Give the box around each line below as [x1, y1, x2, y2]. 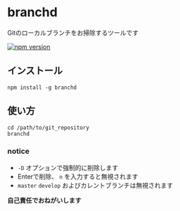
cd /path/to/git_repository [7, 124, 90, 131]
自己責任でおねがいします [7, 195, 82, 205]
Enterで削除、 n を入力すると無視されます [17, 172, 139, 181]
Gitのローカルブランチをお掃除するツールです [7, 28, 139, 37]
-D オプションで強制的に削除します [17, 163, 119, 171]
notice [7, 146, 30, 156]
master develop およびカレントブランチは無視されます [17, 181, 174, 189]
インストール [7, 65, 63, 77]
